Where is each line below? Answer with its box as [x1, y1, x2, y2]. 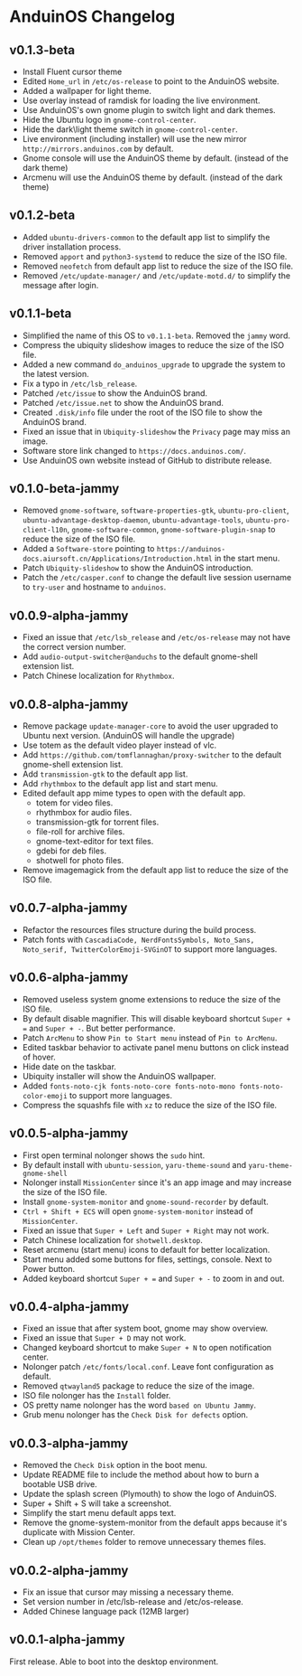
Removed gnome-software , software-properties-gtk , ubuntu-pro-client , [22, 504, 290, 516]
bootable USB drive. [22, 1479, 97, 1490]
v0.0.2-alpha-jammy [9, 1562, 129, 1578]
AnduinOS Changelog [9, 6, 176, 27]
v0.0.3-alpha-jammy [9, 1436, 129, 1451]
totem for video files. [35, 797, 114, 808]
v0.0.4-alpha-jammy [9, 1299, 129, 1314]
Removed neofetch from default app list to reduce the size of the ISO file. [22, 260, 294, 271]
